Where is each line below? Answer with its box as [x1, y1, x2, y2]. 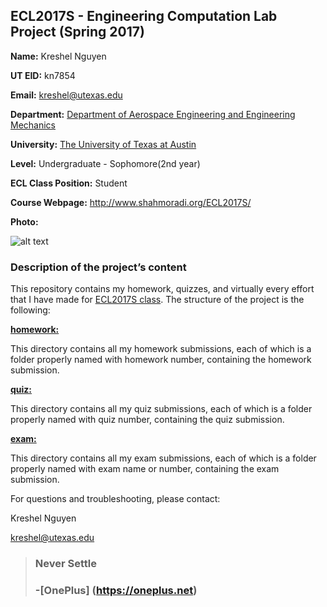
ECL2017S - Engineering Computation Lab [10, 8, 278, 25]
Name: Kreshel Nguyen [10, 50, 107, 62]
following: [10, 304, 51, 316]
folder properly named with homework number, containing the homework [10, 354, 312, 366]
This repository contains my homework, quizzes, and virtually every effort [10, 283, 315, 295]
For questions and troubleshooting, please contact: [10, 493, 221, 505]
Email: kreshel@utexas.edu [10, 89, 123, 101]
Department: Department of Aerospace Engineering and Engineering [10, 108, 296, 120]
